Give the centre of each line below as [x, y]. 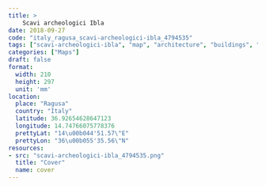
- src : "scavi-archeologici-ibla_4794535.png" [86, 155]
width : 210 [33, 74]
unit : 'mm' [33, 89]
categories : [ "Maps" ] [44, 52]
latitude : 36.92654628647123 [63, 119]
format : [21, 67]
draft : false [30, 60]
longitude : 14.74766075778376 [65, 126]
